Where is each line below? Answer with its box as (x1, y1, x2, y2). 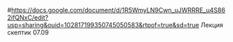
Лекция (200, 21, 223, 29)
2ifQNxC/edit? (7, 13, 49, 22)
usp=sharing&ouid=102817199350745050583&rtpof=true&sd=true (7, 21, 199, 29)
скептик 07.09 (7, 28, 49, 36)
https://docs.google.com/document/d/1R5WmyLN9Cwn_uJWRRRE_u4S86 (11, 6, 226, 14)
